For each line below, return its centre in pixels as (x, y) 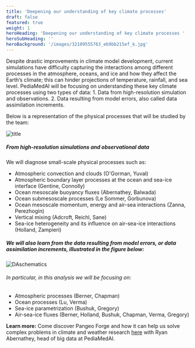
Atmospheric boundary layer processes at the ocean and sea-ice (93, 179)
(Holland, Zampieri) (38, 229)
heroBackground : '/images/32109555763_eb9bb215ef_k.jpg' (77, 45)
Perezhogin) (29, 211)
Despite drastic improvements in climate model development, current (90, 61)
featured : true (25, 22)
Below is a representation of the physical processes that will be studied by (96, 116)
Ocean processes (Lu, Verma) (51, 302)
